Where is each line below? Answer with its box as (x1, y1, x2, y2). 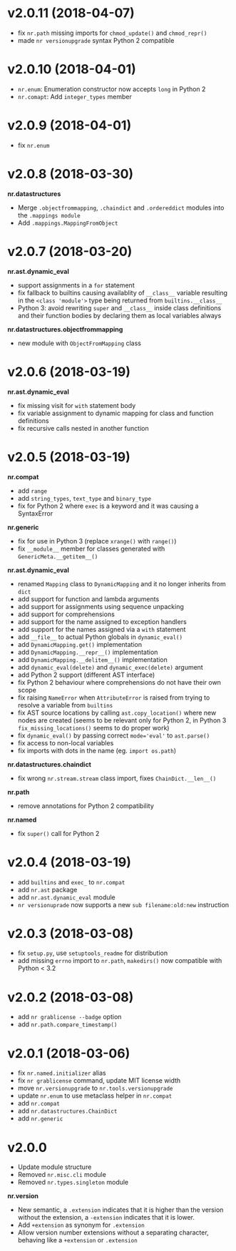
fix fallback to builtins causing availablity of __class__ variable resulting (17, 288, 228, 297)
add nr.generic (17, 1114, 63, 1123)
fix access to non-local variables (17, 738, 114, 747)
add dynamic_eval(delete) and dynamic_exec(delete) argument (17, 663, 203, 671)
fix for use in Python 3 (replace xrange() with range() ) (17, 536, 177, 545)
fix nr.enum (17, 141, 50, 149)
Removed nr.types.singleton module (17, 1178, 129, 1187)
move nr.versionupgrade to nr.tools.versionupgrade (17, 1084, 173, 1093)
